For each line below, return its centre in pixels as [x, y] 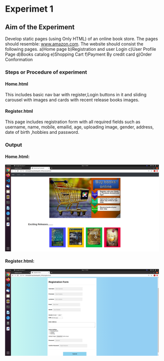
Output [14, 145]
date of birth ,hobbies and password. [42, 132]
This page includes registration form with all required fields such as [73, 122]
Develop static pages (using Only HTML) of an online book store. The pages [82, 39]
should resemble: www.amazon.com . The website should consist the [74, 44]
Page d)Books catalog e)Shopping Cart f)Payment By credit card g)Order [79, 54]
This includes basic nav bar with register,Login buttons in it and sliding [76, 95]
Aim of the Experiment [40, 27]
